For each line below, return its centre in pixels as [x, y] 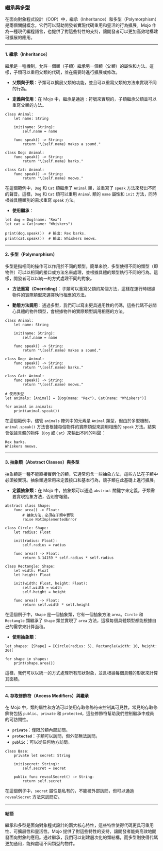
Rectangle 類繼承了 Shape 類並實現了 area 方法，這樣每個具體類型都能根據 [79, 620]
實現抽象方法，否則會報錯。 [44, 496]
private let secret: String [42, 756]
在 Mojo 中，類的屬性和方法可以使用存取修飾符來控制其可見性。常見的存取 [79, 707]
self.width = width [42, 588]
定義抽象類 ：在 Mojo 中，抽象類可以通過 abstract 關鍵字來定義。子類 [81, 490]
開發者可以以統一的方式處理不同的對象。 [54, 278]
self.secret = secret [44, 769]
